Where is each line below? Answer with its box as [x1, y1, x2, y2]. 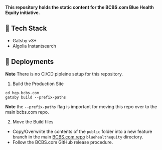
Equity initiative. [5, 10, 40, 16]
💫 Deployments [5, 57, 54, 66]
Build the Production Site [12, 81, 64, 87]
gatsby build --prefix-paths [5, 95, 66, 100]
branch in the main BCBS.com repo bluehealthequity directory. [12, 133, 143, 140]
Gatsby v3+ [12, 37, 37, 43]
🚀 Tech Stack [5, 24, 47, 33]
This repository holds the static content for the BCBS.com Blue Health [5, 5, 154, 10]
